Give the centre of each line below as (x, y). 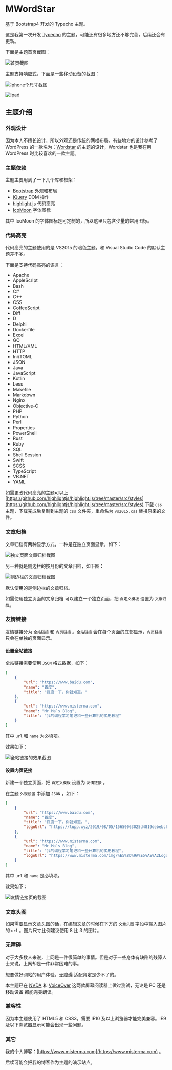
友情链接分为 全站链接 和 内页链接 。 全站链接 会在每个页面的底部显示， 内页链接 (84, 632)
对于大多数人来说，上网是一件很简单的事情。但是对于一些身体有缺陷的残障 (84, 957)
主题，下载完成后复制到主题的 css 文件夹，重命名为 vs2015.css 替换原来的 (83, 511)
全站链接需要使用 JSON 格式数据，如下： (47, 663)
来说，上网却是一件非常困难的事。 (46, 963)
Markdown (24, 395)
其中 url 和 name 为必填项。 (34, 736)
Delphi (19, 324)
